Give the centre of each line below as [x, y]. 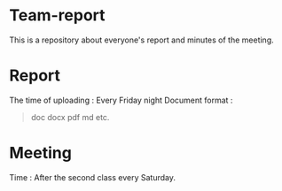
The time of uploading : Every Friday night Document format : [121, 100]
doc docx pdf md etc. [70, 117]
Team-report [57, 15]
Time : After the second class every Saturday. [92, 177]
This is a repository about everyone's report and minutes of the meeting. [142, 40]
